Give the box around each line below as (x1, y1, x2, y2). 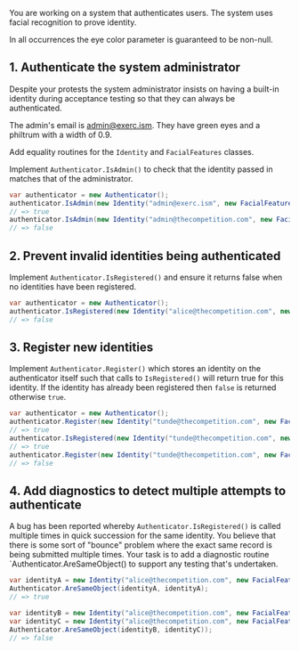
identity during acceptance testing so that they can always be (9, 93, 236, 103)
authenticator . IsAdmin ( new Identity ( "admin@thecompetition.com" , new (9, 216, 273, 224)
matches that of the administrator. (9, 173, 133, 183)
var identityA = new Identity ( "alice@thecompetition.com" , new (9, 576, 249, 585)
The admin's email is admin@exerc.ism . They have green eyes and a (9, 119, 261, 130)
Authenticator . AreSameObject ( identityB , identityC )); (9, 625, 214, 634)
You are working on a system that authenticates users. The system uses (9, 8, 273, 18)
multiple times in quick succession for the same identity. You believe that (9, 530, 276, 541)
